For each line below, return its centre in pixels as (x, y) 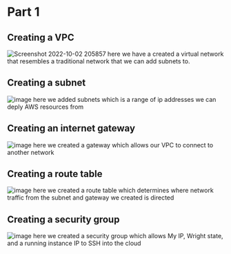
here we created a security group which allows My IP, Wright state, (128, 236)
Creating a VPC (41, 38)
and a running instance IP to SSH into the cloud (74, 243)
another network (31, 152)
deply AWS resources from (46, 107)
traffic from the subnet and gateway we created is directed (91, 198)
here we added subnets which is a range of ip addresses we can (125, 99)
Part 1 (23, 12)
